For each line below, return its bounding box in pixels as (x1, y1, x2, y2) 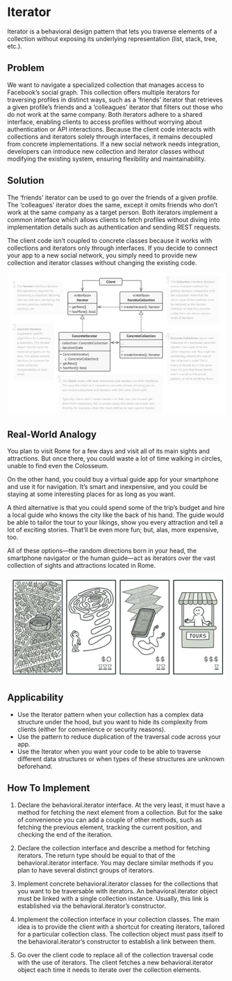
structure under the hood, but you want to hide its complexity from (17, 717, 208, 726)
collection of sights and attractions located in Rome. (7, 561, 156, 570)
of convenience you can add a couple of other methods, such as (17, 815, 203, 824)
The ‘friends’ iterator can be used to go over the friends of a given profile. (7, 193, 218, 202)
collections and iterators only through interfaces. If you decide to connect (7, 244, 218, 252)
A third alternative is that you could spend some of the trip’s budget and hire (7, 504, 225, 512)
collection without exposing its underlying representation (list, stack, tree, (7, 34, 217, 42)
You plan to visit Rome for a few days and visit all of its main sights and (7, 447, 210, 456)
